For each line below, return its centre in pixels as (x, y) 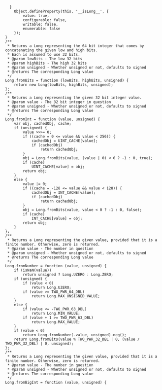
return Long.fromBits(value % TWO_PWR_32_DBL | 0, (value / (77, 339)
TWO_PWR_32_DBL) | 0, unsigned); (39, 344)
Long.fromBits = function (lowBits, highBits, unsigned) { (67, 80)
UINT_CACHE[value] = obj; (58, 167)
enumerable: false (42, 29)
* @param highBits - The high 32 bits (47, 63)
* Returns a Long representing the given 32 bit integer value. (74, 98)
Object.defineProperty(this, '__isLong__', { (62, 11)
